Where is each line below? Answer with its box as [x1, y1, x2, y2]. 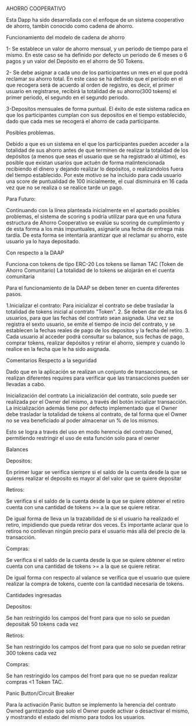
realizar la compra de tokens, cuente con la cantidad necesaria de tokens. [6, 580, 184, 587]
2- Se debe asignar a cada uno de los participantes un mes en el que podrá [6, 69, 188, 76]
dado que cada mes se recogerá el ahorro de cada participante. [6, 118, 160, 125]
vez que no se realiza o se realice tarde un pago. [6, 184, 123, 191]
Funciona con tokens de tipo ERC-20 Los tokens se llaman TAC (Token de [6, 261, 184, 267]
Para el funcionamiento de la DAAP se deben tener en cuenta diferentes [6, 284, 180, 291]
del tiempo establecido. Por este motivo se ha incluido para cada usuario [6, 172, 182, 178]
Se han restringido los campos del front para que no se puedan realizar [6, 672, 178, 679]
